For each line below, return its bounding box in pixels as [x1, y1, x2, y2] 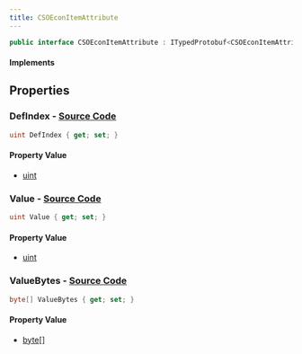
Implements [9, 58, 56, 68]
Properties [9, 83, 70, 99]
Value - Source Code [9, 192, 102, 205]
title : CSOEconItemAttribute [9, 13, 119, 22]
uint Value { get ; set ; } [9, 213, 106, 222]
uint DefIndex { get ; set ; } [9, 130, 119, 139]
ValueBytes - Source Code [9, 275, 128, 288]
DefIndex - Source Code [9, 110, 117, 122]
